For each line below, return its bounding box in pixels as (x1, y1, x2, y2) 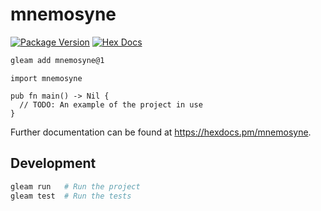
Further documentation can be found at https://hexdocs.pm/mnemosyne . (10, 126, 312, 138)
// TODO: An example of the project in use (19, 99, 203, 110)
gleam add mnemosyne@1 (10, 55, 105, 65)
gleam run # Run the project (10, 181, 141, 192)
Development (10, 155, 97, 172)
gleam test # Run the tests (10, 191, 132, 201)
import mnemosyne (10, 73, 83, 83)
